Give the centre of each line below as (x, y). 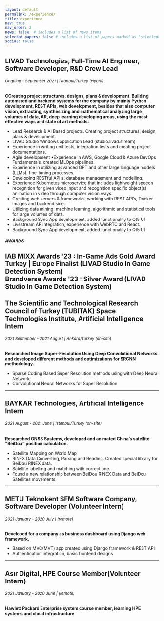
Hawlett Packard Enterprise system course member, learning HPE (73, 608)
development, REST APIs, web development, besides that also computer (80, 106)
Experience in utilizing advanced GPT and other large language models (83, 168)
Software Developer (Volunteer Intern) (65, 506)
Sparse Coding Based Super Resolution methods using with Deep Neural (85, 373)
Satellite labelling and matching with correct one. (61, 468)
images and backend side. (39, 204)
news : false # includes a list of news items (53, 32)
